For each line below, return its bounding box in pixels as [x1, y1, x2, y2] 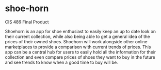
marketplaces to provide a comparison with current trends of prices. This [5, 44, 151, 50]
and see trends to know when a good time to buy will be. [5, 59, 118, 65]
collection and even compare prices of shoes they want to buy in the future [5, 54, 155, 60]
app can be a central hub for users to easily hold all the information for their [5, 49, 156, 55]
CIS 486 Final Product [5, 19, 49, 25]
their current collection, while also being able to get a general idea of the [5, 34, 150, 39]
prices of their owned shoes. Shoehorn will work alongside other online [5, 38, 148, 44]
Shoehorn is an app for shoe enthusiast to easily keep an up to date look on [5, 28, 156, 34]
